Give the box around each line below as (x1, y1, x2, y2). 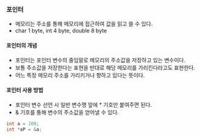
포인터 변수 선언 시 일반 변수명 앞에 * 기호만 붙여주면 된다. (15, 101, 152, 108)
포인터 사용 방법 (6, 87, 44, 94)
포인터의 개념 (6, 41, 38, 49)
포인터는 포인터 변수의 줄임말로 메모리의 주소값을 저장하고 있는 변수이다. (15, 56, 186, 64)
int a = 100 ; (6, 120, 39, 126)
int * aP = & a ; (6, 126, 43, 133)
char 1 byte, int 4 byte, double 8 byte (15, 27, 107, 34)
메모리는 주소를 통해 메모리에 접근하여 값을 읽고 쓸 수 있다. (15, 20, 153, 28)
